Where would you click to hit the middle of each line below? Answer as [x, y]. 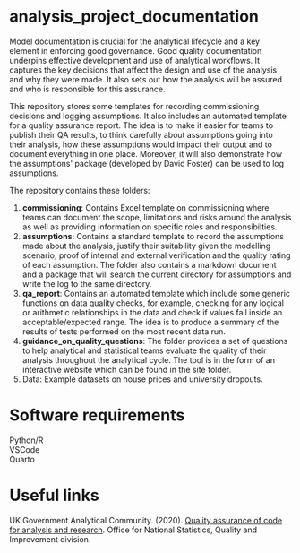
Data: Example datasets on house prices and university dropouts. [142, 379]
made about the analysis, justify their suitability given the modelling [146, 246]
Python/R [26, 440]
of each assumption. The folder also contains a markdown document [149, 264]
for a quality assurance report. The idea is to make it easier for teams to [141, 125]
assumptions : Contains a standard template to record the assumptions [153, 236]
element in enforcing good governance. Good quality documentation [136, 50]
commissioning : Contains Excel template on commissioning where [146, 207]
